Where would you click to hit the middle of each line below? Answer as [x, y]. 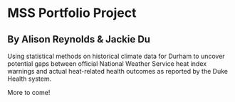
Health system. [30, 79]
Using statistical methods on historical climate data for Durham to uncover [116, 56]
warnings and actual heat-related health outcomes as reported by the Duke [117, 71]
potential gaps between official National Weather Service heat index [107, 64]
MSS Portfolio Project [72, 13]
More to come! [29, 92]
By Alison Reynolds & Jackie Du [79, 39]
